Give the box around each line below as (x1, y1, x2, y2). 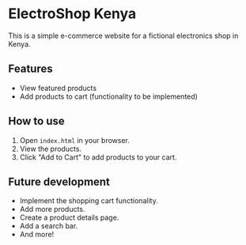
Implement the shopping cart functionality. (19, 196, 158, 205)
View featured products (19, 83, 97, 92)
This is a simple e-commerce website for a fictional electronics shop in (8, 31, 239, 40)
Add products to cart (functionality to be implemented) (19, 92, 198, 101)
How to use (8, 115, 65, 128)
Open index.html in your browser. (19, 135, 131, 145)
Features (8, 62, 53, 76)
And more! (19, 230, 55, 239)
